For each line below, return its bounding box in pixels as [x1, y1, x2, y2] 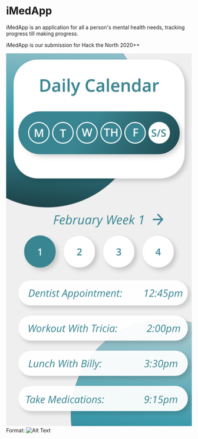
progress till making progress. [6, 30, 78, 37]
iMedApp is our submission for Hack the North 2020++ [6, 41, 140, 49]
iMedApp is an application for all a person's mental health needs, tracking [6, 24, 185, 31]
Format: [6, 427, 25, 434]
